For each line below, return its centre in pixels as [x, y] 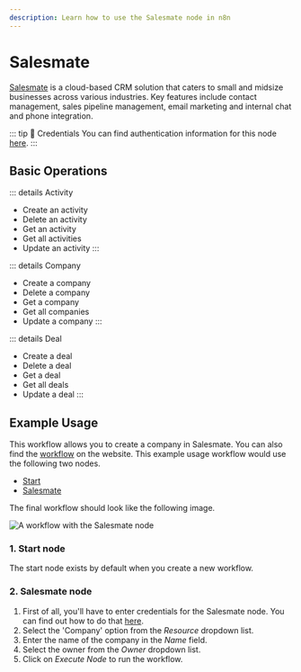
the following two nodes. [55, 463]
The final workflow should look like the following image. [112, 508]
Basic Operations [58, 170]
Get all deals [45, 385]
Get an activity [49, 229]
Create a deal [47, 356]
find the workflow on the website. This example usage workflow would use [148, 454]
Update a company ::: [62, 321]
